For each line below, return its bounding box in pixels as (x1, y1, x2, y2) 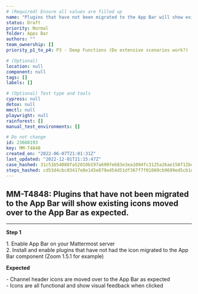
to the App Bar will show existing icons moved (6, 198, 179, 208)
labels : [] (6, 80, 33, 86)
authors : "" (6, 36, 35, 42)
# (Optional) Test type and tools (6, 91, 91, 96)
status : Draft (6, 20, 41, 25)
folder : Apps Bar (6, 31, 49, 37)
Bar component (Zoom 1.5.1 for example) (6, 253, 104, 260)
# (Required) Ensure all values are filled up (6, 8, 123, 15)
